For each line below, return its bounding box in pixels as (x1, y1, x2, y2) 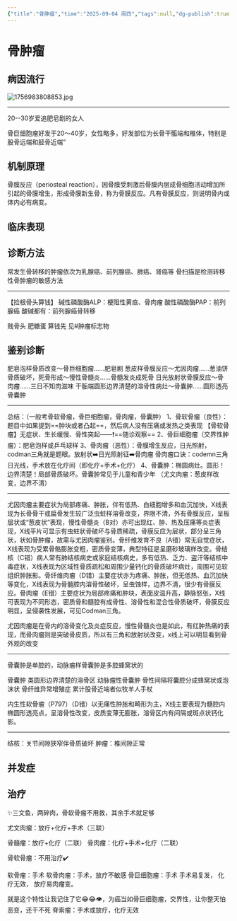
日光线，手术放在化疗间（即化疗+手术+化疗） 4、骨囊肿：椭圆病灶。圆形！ (7, 461, 226, 470)
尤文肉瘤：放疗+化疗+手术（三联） (7, 823, 109, 832)
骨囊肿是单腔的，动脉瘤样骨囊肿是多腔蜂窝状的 (7, 661, 143, 669)
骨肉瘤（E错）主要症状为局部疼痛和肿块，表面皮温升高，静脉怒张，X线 (19, 589, 226, 598)
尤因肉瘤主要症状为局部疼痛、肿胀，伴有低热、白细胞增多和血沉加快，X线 (7, 500, 222, 509)
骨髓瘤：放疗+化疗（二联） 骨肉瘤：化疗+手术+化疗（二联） (7, 838, 182, 847)
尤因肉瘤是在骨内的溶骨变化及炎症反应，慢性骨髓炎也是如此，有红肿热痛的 (7, 622, 224, 630)
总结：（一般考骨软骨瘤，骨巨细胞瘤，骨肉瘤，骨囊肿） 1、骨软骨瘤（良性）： (7, 412, 228, 421)
